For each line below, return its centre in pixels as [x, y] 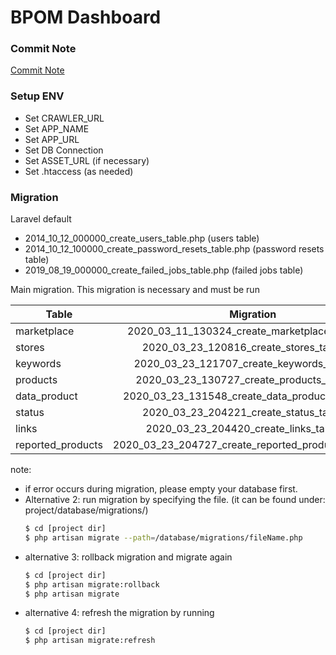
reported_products [59, 445]
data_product [46, 396]
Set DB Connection [64, 150]
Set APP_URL [52, 139]
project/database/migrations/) [86, 510]
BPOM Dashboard [86, 17]
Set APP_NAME [57, 128]
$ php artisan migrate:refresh [90, 641]
